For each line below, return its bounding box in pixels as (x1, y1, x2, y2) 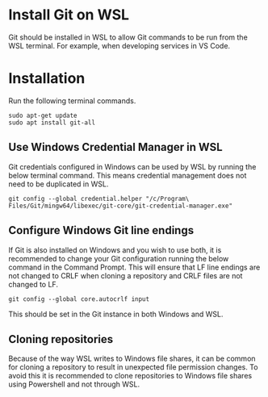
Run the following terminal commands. (8, 95, 136, 106)
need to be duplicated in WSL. (8, 179, 109, 189)
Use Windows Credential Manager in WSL (8, 140, 224, 154)
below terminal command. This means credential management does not (8, 170, 247, 180)
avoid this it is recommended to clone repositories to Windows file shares (8, 371, 253, 381)
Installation (8, 69, 86, 88)
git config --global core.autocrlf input (8, 295, 150, 303)
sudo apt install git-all (8, 119, 95, 127)
